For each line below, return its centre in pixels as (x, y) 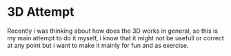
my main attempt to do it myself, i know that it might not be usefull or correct (115, 38)
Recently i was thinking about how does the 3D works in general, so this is (113, 31)
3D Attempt (41, 12)
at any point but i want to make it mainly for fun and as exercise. (98, 45)
